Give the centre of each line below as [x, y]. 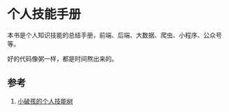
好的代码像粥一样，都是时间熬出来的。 [62, 58]
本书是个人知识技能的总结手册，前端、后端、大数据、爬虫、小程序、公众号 [114, 35]
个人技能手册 [44, 14]
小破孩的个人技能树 [45, 101]
